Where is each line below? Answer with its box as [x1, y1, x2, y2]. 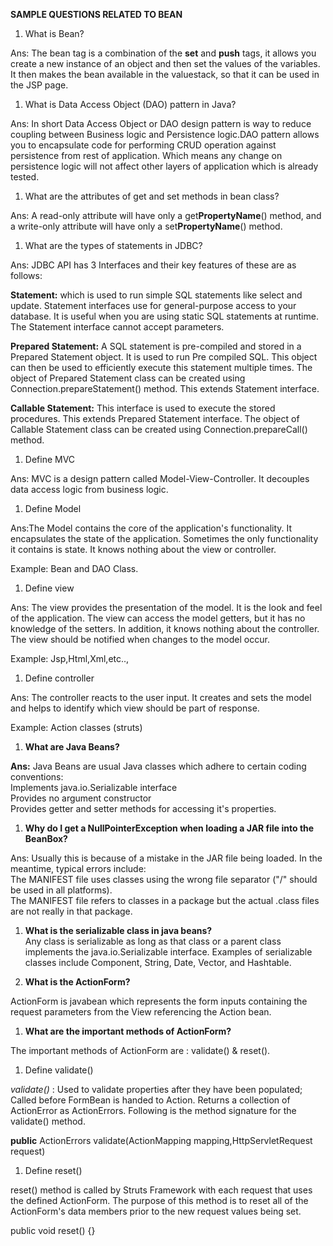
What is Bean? [24, 28, 85, 39]
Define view [24, 582, 75, 594]
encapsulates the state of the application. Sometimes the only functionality [10, 533, 319, 544]
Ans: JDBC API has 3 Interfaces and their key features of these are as [10, 259, 297, 271]
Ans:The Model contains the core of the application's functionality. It [10, 522, 293, 534]
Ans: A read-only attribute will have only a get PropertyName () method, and [10, 210, 322, 221]
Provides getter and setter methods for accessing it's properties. [10, 803, 277, 814]
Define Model [24, 503, 82, 514]
